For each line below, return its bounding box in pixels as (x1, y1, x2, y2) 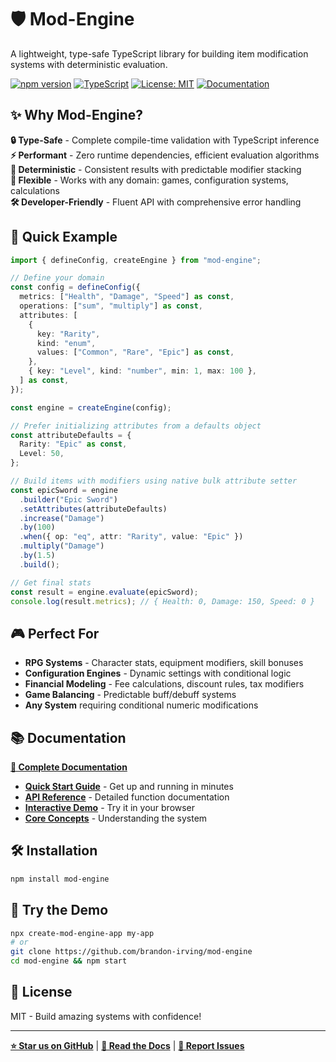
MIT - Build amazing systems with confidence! (10, 1010, 202, 1022)
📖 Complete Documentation (10, 761, 128, 773)
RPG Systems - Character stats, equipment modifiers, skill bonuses (24, 657, 304, 669)
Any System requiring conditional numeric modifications (24, 699, 259, 711)
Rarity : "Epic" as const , (19, 439, 128, 450)
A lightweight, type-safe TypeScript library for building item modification (10, 47, 309, 60)
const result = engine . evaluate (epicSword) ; (10, 587, 199, 597)
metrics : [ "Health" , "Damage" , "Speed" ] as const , (19, 292, 235, 302)
